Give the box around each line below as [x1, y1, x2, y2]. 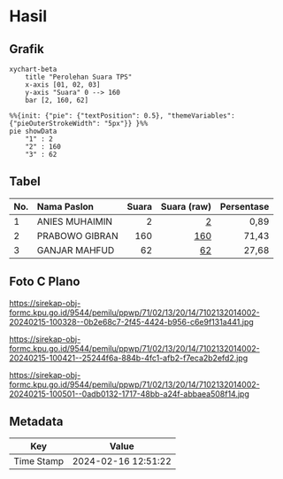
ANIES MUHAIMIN [36, 215, 113, 228]
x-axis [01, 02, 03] [25, 81, 101, 89]
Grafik [9, 42, 44, 57]
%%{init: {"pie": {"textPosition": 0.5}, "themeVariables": [9, 112, 236, 120]
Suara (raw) [160, 200, 212, 212]
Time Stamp [13, 455, 65, 467]
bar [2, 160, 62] [25, 96, 89, 104]
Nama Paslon [36, 200, 95, 212]
